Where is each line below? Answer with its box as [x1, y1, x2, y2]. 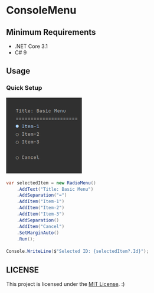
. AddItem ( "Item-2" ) [17, 205, 65, 211]
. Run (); [17, 236, 35, 242]
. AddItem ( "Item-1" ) [17, 198, 65, 204]
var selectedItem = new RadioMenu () [6, 180, 96, 186]
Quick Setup [6, 84, 42, 92]
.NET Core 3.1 [14, 43, 48, 50]
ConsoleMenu [6, 4, 77, 17]
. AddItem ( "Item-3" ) [17, 211, 65, 217]
